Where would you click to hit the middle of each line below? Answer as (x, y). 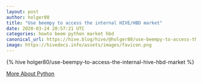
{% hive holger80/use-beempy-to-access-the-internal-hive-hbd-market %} (100, 62)
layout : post (23, 12)
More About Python (31, 73)
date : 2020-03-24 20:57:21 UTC (45, 28)
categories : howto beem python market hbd (60, 34)
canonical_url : (25, 39)
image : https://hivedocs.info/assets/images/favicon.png (79, 45)
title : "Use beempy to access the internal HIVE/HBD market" (84, 23)
